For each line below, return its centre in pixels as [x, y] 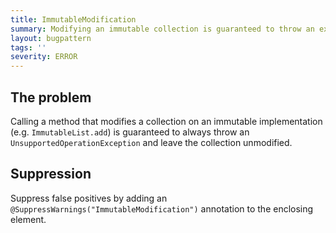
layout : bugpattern [51, 38]
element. [28, 219]
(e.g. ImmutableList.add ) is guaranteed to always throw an [130, 132]
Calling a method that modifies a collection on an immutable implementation [166, 121]
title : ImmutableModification [73, 19]
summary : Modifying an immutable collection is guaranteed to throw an [162, 29]
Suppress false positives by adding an [89, 198]
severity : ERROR [44, 57]
